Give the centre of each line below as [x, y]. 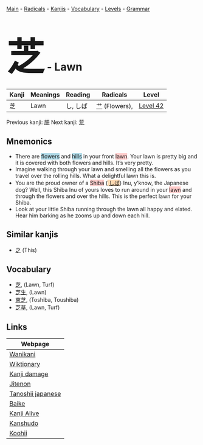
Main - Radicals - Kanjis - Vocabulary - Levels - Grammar [78, 9]
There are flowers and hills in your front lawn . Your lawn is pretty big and [106, 156]
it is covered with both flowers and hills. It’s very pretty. [84, 163]
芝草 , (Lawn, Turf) [37, 307]
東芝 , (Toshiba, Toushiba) [47, 300]
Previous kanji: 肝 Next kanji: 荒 [46, 122]
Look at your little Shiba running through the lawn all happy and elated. [104, 209]
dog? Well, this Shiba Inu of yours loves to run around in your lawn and [104, 189]
